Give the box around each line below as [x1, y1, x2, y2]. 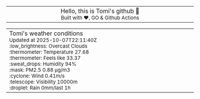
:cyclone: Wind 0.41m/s [9, 73, 65, 79]
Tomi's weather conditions [9, 29, 83, 38]
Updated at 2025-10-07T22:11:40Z [9, 37, 97, 44]
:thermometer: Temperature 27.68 [9, 49, 89, 55]
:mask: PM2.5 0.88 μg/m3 [9, 67, 70, 73]
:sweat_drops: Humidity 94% [9, 61, 77, 67]
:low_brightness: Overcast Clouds [9, 43, 88, 49]
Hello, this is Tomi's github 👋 [60, 7, 140, 15]
